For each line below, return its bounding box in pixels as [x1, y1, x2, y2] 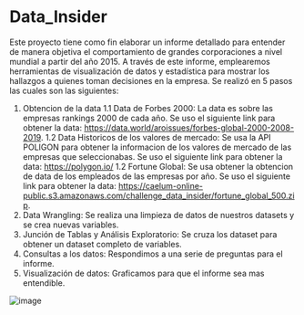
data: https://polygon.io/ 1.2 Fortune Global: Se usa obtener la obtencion [22, 161, 294, 172]
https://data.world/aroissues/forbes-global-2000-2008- [84, 121, 294, 133]
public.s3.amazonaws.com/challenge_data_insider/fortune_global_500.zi [22, 190, 295, 201]
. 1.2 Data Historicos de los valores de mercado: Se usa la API [40, 131, 271, 142]
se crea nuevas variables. [22, 219, 119, 230]
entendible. [22, 277, 66, 289]
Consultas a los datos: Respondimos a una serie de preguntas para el [22, 248, 284, 259]
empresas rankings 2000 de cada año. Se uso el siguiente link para [22, 112, 276, 123]
